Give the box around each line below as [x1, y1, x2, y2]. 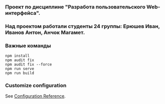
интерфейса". [5, 9, 41, 16]
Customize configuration [5, 82, 67, 89]
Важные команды [5, 42, 51, 49]
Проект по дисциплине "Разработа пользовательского [5, 3, 146, 10]
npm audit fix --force [5, 62, 52, 67]
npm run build [5, 70, 35, 76]
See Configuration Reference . [5, 93, 66, 99]
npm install [5, 53, 30, 59]
